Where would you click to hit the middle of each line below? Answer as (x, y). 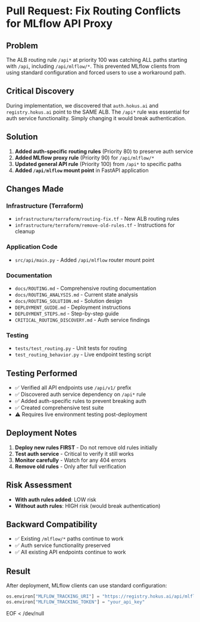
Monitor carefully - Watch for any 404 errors (70, 460)
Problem (22, 46)
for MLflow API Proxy (60, 24)
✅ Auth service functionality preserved (62, 545)
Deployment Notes (42, 433)
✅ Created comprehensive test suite (59, 408)
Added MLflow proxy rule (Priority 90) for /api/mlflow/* (85, 157)
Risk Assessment (39, 485)
